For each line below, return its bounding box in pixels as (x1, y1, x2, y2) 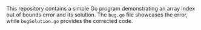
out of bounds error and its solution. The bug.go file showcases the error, (6, 11, 188, 18)
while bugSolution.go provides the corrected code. (6, 18, 133, 24)
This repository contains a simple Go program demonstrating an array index (6, 5, 196, 12)
